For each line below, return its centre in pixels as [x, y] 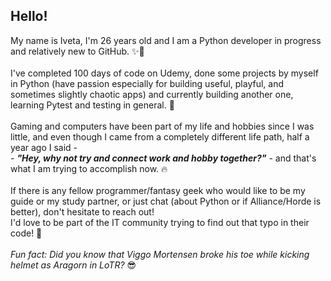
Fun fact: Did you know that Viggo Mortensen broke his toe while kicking [160, 254]
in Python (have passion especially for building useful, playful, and [147, 83]
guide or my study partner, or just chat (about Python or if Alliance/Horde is [166, 201]
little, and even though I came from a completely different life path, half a [160, 136]
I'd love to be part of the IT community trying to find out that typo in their [160, 222]
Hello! [29, 16]
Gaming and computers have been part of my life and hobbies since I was [162, 126]
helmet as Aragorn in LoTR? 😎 [73, 265]
